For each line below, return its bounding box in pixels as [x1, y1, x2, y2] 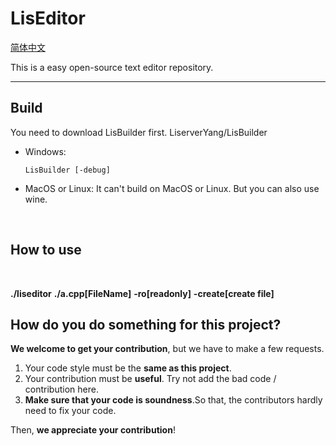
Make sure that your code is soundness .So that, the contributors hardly [24, 394, 323, 406]
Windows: [24, 145, 67, 157]
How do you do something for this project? [10, 316, 282, 333]
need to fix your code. [24, 405, 117, 417]
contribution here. [24, 383, 99, 396]
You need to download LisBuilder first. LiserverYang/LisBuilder [10, 126, 268, 138]
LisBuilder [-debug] [24, 165, 111, 175]
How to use [10, 242, 82, 259]
